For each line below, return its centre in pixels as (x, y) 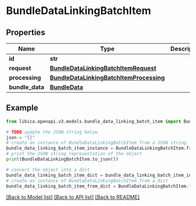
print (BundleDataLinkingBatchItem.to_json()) (62, 159)
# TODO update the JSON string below (52, 132)
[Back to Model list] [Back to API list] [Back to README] (73, 197)
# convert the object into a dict (48, 170)
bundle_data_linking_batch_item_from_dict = (61, 186)
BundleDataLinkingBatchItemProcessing (107, 78)
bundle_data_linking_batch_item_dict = (55, 175)
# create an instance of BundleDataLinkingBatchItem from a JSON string (96, 143)
